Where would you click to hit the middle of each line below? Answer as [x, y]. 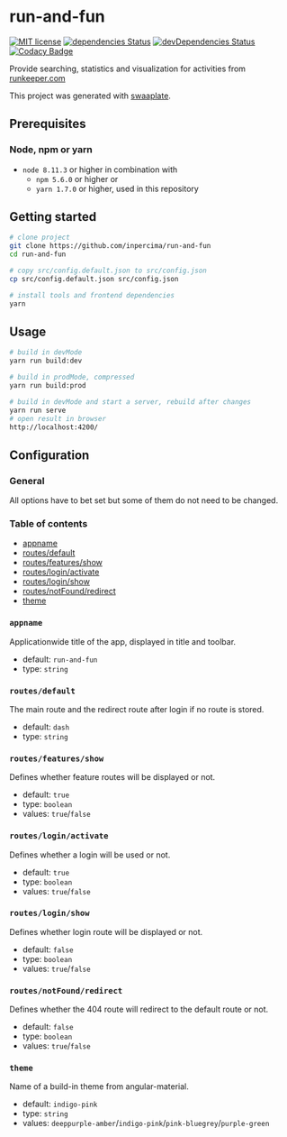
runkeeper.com [37, 78]
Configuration [49, 455]
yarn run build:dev [46, 361]
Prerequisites [48, 124]
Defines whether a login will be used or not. [90, 855]
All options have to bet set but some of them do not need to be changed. [144, 500]
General [27, 481]
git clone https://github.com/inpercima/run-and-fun [110, 246]
